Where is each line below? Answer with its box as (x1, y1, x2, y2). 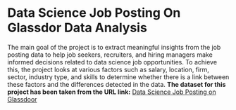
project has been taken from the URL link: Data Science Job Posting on (7, 88, 216, 96)
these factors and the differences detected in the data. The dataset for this (7, 80, 226, 88)
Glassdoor (7, 95, 37, 103)
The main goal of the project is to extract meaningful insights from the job (7, 43, 221, 51)
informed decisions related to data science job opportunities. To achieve (7, 57, 217, 66)
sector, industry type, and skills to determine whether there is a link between (7, 72, 230, 81)
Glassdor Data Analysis (7, 20, 148, 36)
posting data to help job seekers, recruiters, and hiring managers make (7, 50, 213, 59)
